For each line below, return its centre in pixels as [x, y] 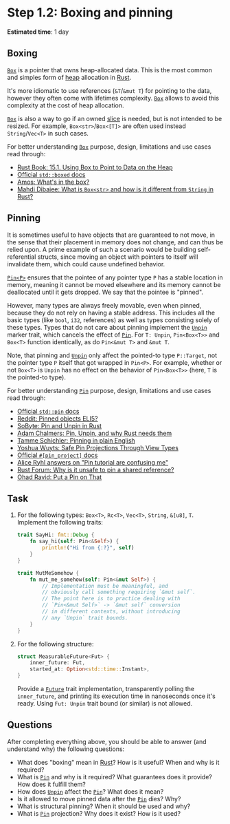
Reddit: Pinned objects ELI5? [57, 419]
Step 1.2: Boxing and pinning [90, 13]
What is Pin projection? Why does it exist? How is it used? [99, 813]
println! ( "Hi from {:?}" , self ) [88, 548]
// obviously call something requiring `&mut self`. [119, 592]
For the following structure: [55, 644]
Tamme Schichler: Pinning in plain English [76, 440]
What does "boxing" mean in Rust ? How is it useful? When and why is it [118, 762]
